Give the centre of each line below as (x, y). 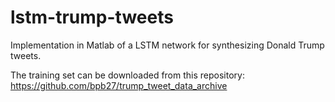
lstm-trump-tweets (92, 17)
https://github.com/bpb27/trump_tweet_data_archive (119, 85)
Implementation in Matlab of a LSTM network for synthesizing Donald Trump (167, 45)
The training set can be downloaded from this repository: (127, 75)
